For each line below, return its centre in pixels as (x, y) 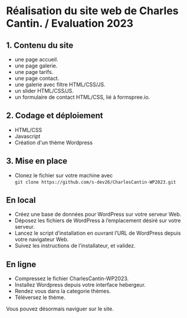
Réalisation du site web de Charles (92, 11)
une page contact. (37, 78)
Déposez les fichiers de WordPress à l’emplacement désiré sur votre (98, 220)
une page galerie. (36, 66)
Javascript (27, 136)
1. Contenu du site (40, 45)
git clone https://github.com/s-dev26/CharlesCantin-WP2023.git (95, 182)
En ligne (21, 264)
